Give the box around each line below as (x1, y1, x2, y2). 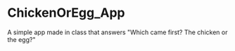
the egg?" (7, 35, 36, 43)
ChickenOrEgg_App (7, 5, 125, 21)
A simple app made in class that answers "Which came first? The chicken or (7, 28, 228, 36)
